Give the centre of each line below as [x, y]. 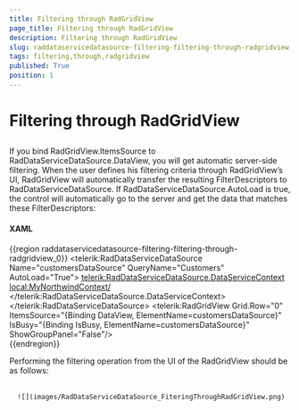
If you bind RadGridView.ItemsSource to [83, 151]
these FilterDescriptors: [53, 208]
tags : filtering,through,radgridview [79, 57]
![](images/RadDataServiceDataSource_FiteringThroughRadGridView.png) [151, 397]
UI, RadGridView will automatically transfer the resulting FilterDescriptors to [148, 180]
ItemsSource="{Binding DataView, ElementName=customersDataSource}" [146, 315]
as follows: [29, 370]
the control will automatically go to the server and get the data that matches [149, 199]
